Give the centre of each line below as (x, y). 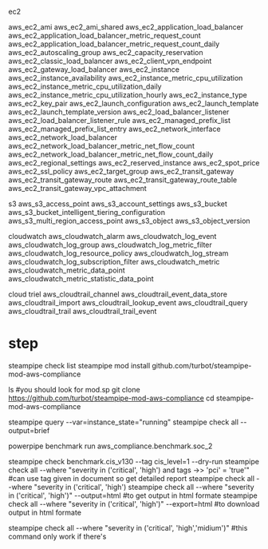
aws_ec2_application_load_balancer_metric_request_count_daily (114, 44)
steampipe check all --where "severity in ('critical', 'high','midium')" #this (128, 527)
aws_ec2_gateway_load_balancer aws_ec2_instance (94, 70)
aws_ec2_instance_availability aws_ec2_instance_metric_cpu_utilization (126, 78)
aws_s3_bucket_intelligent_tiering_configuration (87, 212)
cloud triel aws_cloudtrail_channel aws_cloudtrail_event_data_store (118, 294)
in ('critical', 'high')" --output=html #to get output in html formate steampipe (133, 495)
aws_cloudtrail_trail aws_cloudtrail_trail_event (83, 311)
